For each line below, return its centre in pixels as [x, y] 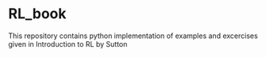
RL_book [37, 14]
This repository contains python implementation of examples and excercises [133, 36]
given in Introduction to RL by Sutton [68, 44]
